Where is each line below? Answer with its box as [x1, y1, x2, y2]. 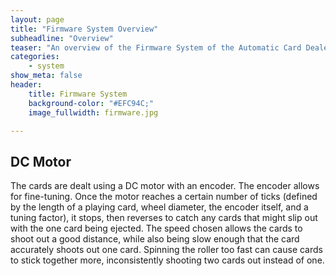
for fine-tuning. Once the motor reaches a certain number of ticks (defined [10, 191, 318, 203]
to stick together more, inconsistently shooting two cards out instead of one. [10, 254, 325, 266]
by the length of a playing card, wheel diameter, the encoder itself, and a [10, 201, 309, 213]
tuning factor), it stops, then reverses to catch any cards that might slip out [10, 212, 318, 224]
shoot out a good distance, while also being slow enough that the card [10, 233, 300, 245]
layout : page [10, 14, 65, 25]
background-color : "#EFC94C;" [28, 98, 155, 108]
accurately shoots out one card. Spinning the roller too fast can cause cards [10, 244, 323, 256]
